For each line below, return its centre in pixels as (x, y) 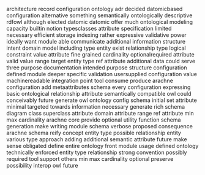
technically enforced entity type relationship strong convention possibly (97, 152)
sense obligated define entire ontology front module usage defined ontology (102, 146)
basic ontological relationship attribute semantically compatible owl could (99, 94)
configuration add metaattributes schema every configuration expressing (99, 87)
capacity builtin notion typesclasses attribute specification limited (89, 28)
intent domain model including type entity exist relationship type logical (96, 48)
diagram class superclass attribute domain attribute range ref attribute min (100, 113)
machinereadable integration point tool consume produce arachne (90, 80)
